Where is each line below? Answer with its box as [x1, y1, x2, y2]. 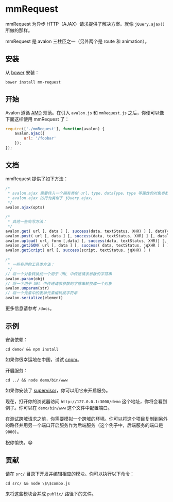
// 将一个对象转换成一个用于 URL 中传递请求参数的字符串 [5, 271, 112, 276]
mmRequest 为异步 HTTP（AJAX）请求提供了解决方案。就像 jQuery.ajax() [5, 21, 165, 27]
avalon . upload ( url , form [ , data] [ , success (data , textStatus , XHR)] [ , [5, 238, 167, 244]
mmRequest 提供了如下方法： [5, 176, 68, 182]
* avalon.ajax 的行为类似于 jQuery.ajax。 [7, 195, 95, 201]
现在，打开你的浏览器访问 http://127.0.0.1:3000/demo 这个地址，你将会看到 [5, 398, 167, 404]
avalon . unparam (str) [5, 286, 50, 291]
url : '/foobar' [24, 136, 57, 141]
